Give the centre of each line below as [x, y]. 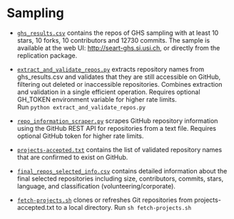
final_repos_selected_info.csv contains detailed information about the [122, 171]
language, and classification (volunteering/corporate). [96, 186]
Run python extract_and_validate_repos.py [81, 107]
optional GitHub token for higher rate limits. [80, 136]
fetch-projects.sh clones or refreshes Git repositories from [105, 200]
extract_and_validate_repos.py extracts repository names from [111, 69]
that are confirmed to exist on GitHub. [72, 157]
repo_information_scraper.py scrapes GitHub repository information [117, 121]
